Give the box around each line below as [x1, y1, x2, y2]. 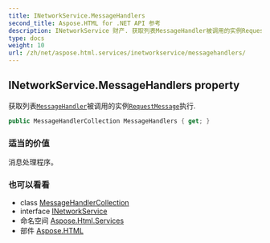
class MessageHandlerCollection [19, 198, 130, 208]
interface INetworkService [19, 206, 108, 217]
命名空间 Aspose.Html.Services [19, 216, 125, 225]
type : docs [8, 34, 45, 43]
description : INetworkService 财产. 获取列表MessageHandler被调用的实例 [8, 26, 243, 34]
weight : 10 [8, 42, 45, 50]
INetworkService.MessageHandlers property [8, 79, 240, 92]
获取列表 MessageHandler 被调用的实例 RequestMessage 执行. [8, 101, 196, 111]
